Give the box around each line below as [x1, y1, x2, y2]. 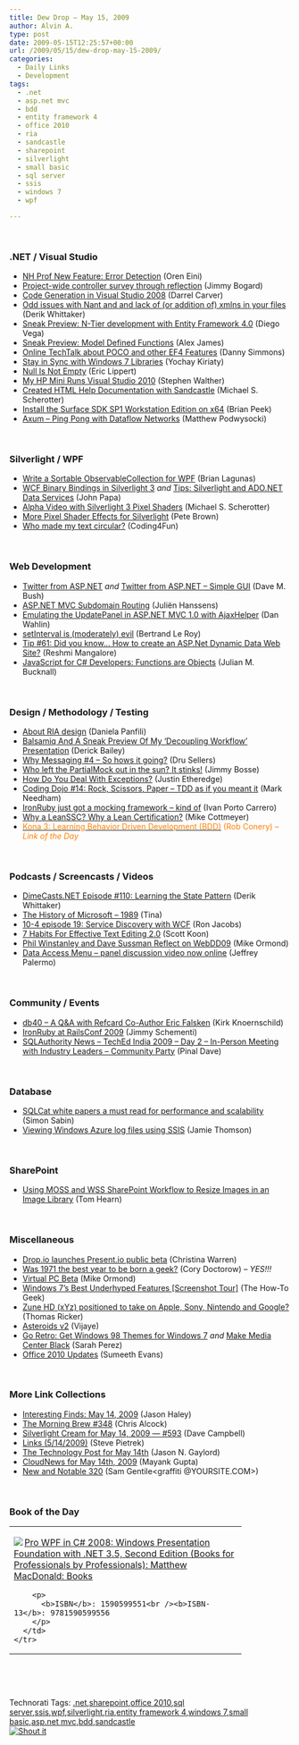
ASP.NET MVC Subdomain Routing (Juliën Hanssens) [21, 600, 219, 611]
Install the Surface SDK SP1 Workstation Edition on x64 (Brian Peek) [21, 404, 272, 415]
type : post [9, 30, 50, 38]
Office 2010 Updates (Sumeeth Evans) [21, 1349, 163, 1360]
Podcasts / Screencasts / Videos [9, 870, 154, 882]
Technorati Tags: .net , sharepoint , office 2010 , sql [9, 1698, 185, 1708]
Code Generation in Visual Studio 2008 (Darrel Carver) [21, 290, 224, 300]
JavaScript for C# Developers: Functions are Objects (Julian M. [21, 656, 255, 667]
